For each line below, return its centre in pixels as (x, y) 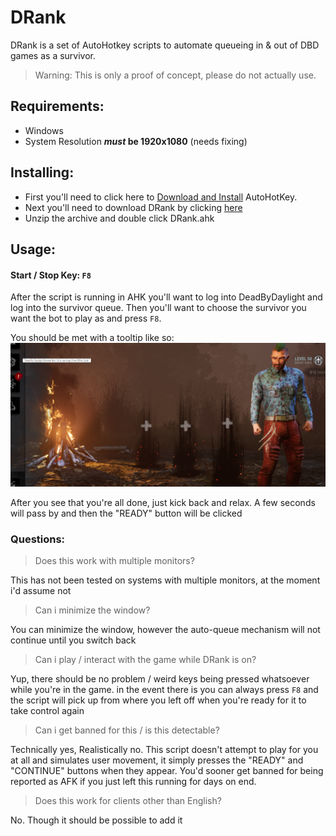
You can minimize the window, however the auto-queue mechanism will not (165, 630)
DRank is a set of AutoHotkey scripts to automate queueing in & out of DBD (165, 45)
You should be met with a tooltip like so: (92, 338)
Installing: (42, 172)
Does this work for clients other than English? (128, 801)
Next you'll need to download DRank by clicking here (133, 207)
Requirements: (57, 106)
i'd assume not (41, 591)
